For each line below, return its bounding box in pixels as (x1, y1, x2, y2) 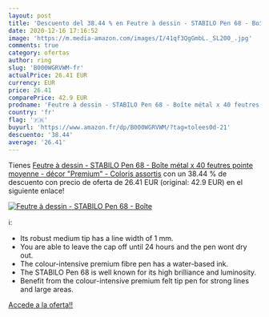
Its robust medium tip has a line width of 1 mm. (19, 233, 174, 243)
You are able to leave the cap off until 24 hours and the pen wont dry (19, 242, 247, 251)
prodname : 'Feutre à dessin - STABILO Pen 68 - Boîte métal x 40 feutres (8, 101, 260, 109)
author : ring (8, 57, 52, 65)
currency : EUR (8, 78, 56, 86)
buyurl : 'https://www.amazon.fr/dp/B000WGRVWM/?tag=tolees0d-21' (8, 123, 231, 131)
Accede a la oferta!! (8, 299, 74, 309)
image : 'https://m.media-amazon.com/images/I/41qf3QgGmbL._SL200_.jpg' (8, 34, 252, 42)
